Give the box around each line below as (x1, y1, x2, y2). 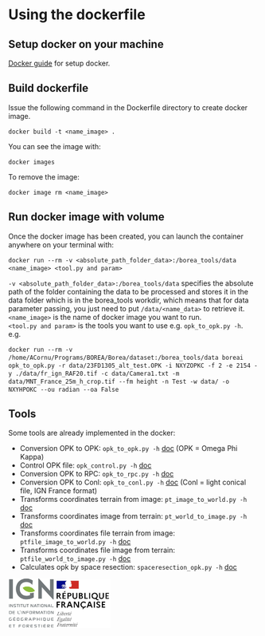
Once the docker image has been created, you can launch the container (8, 231, 244, 241)
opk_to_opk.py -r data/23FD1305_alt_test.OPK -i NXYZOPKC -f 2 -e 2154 (8, 361, 251, 369)
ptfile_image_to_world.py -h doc (19, 537, 131, 547)
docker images (8, 158, 56, 166)
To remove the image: (8, 172, 80, 181)
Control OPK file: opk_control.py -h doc (19, 460, 152, 470)
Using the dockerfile (8, 6, 146, 24)
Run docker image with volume (8, 210, 165, 224)
